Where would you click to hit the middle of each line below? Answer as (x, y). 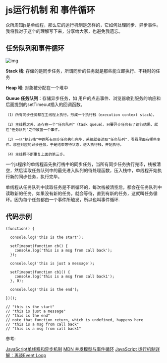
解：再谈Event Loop (26, 355)
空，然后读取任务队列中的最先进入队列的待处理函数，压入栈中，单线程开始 (82, 170)
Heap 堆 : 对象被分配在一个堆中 (37, 88)
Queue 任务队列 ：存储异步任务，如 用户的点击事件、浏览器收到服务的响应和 (83, 98)
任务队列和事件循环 (35, 48)
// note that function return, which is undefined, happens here (74, 320)
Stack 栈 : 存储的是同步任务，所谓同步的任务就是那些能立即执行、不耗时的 (81, 71)
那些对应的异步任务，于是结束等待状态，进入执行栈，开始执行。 (68, 145)
